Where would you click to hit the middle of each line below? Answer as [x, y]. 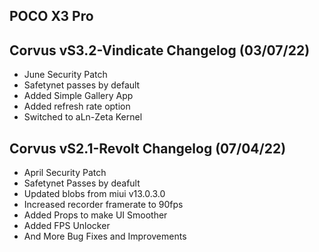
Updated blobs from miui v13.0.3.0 [94, 194]
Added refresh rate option [77, 106]
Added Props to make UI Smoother [95, 215]
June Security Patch [65, 75]
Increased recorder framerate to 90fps [103, 205]
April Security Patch [65, 173]
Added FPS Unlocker [67, 226]
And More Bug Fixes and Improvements [105, 236]
